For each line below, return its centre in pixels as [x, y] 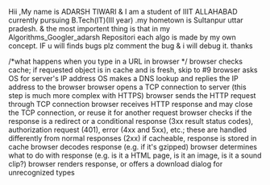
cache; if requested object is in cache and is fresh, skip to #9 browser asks [133, 70]
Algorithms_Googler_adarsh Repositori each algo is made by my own [122, 37]
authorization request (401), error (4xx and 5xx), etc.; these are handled [128, 129]
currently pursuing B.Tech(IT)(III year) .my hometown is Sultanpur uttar [126, 20]
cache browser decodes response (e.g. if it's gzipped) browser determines [133, 147]
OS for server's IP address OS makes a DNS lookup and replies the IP [124, 78]
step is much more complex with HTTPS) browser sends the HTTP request [132, 95]
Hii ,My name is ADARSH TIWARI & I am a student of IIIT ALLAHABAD [123, 12]
